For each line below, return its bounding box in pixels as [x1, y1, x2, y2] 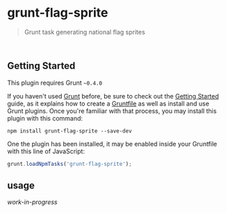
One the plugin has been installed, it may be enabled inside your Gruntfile [7, 139, 218, 148]
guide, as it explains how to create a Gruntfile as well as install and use [7, 99, 210, 108]
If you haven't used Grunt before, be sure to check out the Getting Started [7, 92, 219, 100]
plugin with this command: [7, 114, 83, 122]
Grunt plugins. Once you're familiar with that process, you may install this [7, 106, 217, 115]
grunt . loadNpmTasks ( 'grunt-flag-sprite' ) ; [7, 160, 132, 167]
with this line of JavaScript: [7, 147, 86, 155]
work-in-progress [7, 198, 58, 206]
